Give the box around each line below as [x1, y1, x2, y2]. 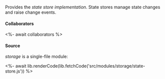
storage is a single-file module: [5, 53, 68, 59]
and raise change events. [5, 9, 57, 15]
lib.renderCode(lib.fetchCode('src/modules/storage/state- [27, 63, 145, 69]
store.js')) [5, 68, 25, 74]
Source [5, 43, 21, 49]
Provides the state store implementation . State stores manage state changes [5, 4, 161, 10]
